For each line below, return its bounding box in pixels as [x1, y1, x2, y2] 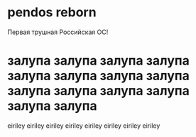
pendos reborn [7, 4, 97, 21]
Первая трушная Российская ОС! [7, 28, 109, 36]
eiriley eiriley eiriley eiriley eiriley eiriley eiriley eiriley [7, 121, 160, 130]
